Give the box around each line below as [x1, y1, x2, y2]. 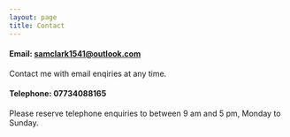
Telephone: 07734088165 [9, 88, 107, 99]
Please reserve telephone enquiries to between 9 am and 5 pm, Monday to [9, 108, 281, 118]
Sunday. [9, 117, 40, 128]
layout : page [9, 12, 57, 22]
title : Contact [9, 21, 65, 30]
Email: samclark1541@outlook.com [9, 49, 141, 59]
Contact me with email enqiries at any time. [9, 68, 167, 79]
